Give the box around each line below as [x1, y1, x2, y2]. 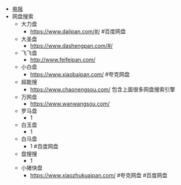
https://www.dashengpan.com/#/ [30, 42, 113, 49]
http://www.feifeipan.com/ [30, 56, 96, 63]
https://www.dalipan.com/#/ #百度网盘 [30, 28, 126, 35]
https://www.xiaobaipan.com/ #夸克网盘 [30, 71, 130, 78]
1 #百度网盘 [30, 143, 59, 149]
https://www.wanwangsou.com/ [30, 100, 110, 107]
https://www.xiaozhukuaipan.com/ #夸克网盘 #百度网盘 [30, 172, 168, 179]
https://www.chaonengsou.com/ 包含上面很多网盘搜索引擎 [30, 86, 176, 93]
